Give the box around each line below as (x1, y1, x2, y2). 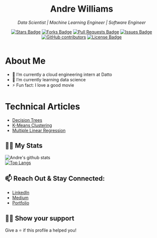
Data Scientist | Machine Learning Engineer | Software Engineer (17, 19, 146, 25)
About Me (5, 55, 46, 67)
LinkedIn (12, 190, 30, 196)
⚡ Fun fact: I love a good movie (12, 82, 74, 88)
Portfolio (12, 200, 30, 206)
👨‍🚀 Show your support (5, 214, 74, 222)
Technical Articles (5, 101, 80, 112)
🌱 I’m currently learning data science (12, 76, 86, 82)
